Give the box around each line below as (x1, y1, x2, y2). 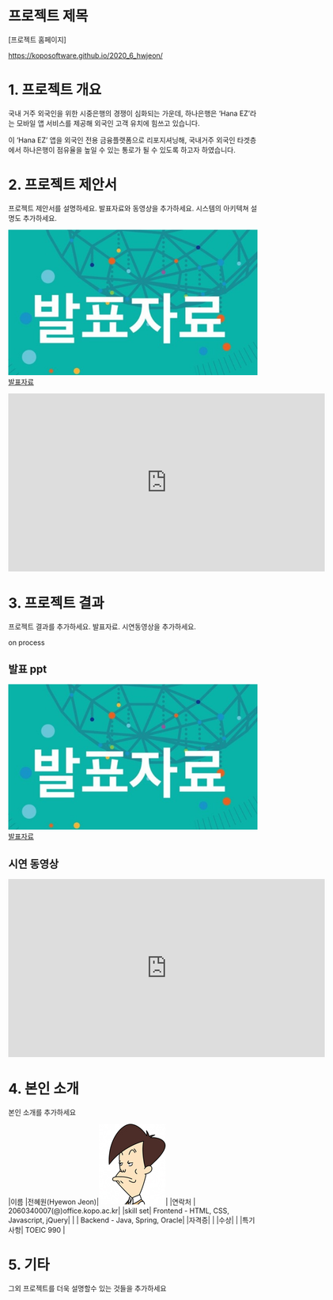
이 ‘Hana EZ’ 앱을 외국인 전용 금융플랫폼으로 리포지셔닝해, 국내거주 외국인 (8, 135, 236, 145)
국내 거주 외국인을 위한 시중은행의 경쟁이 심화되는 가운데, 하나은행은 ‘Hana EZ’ (8, 108, 251, 118)
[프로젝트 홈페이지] (8, 35, 67, 44)
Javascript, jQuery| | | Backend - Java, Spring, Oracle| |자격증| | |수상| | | (8, 1215, 243, 1225)
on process (8, 638, 45, 647)
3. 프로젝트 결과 (8, 594, 104, 612)
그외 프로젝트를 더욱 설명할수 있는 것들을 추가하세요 (8, 1283, 167, 1293)
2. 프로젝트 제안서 (8, 176, 117, 194)
